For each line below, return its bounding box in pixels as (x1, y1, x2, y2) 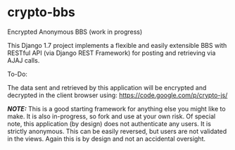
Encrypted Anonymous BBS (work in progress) (7, 27, 143, 36)
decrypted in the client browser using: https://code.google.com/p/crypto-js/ (7, 91, 228, 99)
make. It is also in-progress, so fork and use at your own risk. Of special (7, 112, 216, 120)
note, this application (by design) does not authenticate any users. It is (7, 119, 211, 127)
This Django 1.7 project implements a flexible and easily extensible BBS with (7, 41, 227, 49)
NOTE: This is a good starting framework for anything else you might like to (7, 104, 227, 113)
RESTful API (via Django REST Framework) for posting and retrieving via (7, 49, 216, 57)
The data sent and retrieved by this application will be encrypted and (7, 83, 207, 92)
